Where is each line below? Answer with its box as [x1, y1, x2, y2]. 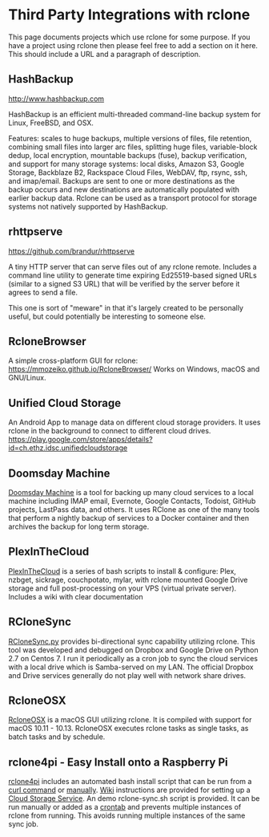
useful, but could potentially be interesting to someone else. [8, 311, 207, 321]
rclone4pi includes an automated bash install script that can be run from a [8, 777, 252, 786]
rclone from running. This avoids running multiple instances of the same [8, 811, 246, 820]
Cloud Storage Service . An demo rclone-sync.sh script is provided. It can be [8, 794, 260, 803]
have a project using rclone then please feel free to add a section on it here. [8, 40, 259, 50]
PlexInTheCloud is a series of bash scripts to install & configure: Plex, [8, 566, 236, 575]
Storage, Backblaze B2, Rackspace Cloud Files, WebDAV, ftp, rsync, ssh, [8, 167, 248, 177]
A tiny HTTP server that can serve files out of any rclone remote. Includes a [8, 262, 258, 271]
